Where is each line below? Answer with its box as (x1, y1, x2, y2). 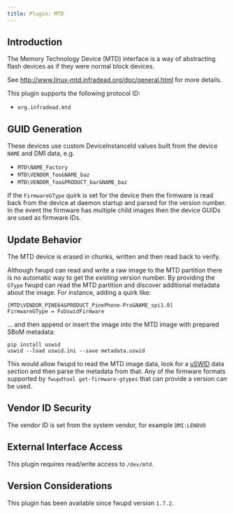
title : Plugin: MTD (7, 10, 64, 18)
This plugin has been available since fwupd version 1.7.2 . (7, 499, 174, 507)
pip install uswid (7, 341, 61, 349)
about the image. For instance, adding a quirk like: (7, 289, 152, 297)
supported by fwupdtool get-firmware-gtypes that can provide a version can (7, 375, 228, 383)
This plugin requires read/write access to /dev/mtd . (7, 459, 154, 468)
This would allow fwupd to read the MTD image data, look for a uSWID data (7, 360, 225, 368)
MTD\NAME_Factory (17, 164, 68, 172)
